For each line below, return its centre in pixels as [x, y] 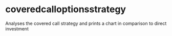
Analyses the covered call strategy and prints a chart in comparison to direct [86, 23]
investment [17, 28]
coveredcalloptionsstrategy [66, 9]
